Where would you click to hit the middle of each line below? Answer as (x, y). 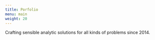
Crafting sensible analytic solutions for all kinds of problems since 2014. (78, 33)
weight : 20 (16, 19)
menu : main (16, 14)
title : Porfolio (22, 10)
